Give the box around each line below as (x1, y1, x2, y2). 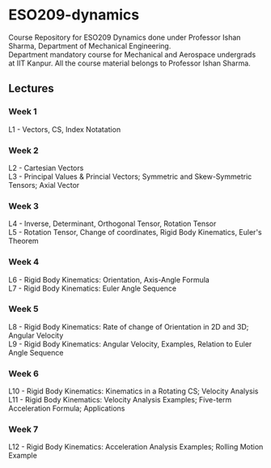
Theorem (8, 236, 39, 246)
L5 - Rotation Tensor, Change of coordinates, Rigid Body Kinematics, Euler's (8, 228, 262, 237)
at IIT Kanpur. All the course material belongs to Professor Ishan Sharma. (8, 58, 251, 68)
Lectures (8, 82, 54, 96)
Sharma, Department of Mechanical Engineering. (8, 40, 171, 50)
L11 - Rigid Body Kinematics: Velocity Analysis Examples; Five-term (8, 395, 232, 405)
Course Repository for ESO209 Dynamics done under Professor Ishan (8, 32, 241, 42)
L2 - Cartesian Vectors (8, 163, 84, 172)
